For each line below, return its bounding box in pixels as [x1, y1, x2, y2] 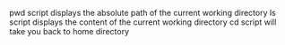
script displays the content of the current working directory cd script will [9, 17, 277, 27]
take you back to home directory [9, 26, 130, 36]
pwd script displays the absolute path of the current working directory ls [9, 8, 276, 18]
